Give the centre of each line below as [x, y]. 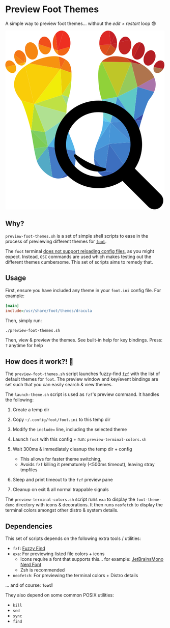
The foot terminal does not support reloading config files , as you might [80, 251]
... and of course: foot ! [29, 585]
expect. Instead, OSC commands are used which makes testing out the [78, 256]
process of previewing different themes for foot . [56, 241]
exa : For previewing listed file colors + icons [59, 554]
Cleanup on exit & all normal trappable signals [61, 490]
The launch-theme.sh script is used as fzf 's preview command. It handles [82, 394]
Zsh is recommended [42, 570]
